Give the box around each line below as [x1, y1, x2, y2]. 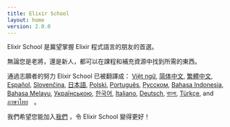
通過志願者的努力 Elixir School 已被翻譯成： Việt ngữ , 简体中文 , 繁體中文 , [7, 72, 213, 80]
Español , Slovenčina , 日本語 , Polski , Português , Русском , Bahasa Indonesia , [7, 81, 224, 89]
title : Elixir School [7, 10, 70, 17]
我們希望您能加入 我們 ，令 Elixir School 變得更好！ [7, 113, 151, 121]
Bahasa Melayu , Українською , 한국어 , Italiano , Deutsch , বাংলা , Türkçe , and [7, 89, 214, 97]
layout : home [7, 17, 45, 23]
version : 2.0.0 [7, 23, 51, 30]
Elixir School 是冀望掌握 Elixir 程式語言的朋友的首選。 [7, 43, 158, 51]
